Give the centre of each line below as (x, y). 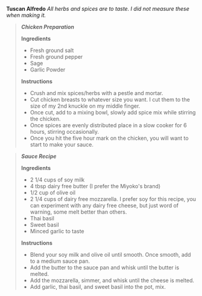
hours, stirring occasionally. (65, 132)
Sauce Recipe (39, 156)
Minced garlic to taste (57, 231)
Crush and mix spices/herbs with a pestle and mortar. (96, 93)
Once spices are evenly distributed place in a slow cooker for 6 (108, 125)
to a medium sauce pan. (60, 261)
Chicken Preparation (47, 27)
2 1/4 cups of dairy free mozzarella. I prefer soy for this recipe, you (113, 199)
